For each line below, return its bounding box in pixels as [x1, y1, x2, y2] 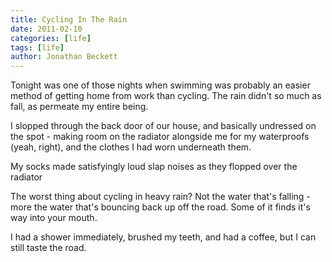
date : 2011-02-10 [10, 24, 83, 34]
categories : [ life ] [10, 33, 92, 43]
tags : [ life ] [10, 42, 65, 53]
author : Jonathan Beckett [10, 52, 118, 62]
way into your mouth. [10, 212, 98, 224]
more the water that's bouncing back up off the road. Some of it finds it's [10, 201, 311, 213]
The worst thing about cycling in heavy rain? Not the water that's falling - [10, 191, 311, 203]
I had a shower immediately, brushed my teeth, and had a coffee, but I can [10, 231, 317, 243]
